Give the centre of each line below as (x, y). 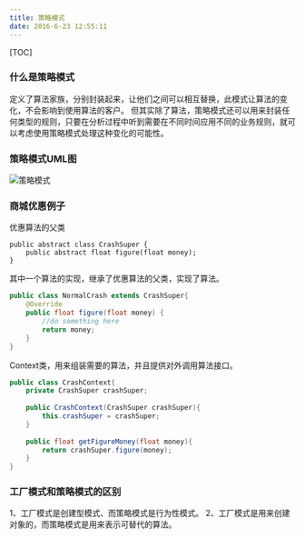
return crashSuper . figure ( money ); (107, 450)
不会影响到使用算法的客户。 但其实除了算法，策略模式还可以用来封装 (153, 110)
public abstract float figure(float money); (111, 253)
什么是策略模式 (42, 77)
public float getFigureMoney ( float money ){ (109, 442)
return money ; (69, 329)
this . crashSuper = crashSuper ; (101, 416)
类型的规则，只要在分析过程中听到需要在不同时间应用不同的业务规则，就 (152, 121)
